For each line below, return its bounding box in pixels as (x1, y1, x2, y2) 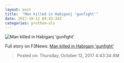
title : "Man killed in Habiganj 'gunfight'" (5, 12, 98, 16)
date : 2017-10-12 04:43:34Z (5, 16, 62, 21)
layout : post (5, 7, 31, 12)
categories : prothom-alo (5, 20, 55, 26)
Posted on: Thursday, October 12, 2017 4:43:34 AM (16, 53, 120, 59)
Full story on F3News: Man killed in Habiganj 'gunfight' (5, 43, 114, 49)
